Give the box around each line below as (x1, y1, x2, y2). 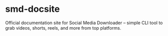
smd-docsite (5, 3, 60, 15)
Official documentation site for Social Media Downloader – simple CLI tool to (5, 20, 163, 26)
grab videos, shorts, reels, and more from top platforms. (5, 25, 122, 31)
